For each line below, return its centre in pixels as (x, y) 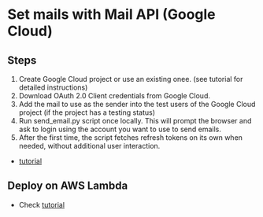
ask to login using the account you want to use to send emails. (120, 129)
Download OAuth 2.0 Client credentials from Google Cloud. (114, 96)
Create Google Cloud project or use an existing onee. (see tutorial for (131, 79)
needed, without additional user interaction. (89, 146)
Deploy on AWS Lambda (68, 186)
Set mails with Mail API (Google (111, 15)
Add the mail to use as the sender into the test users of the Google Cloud (137, 104)
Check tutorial (41, 204)
